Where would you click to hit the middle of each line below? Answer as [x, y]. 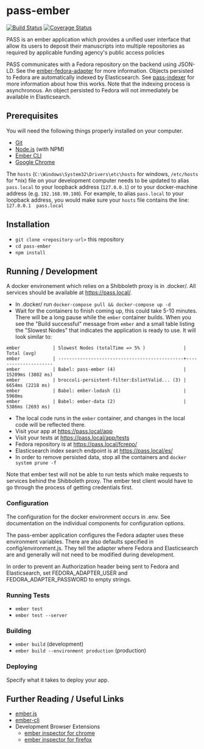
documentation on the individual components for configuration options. [96, 523]
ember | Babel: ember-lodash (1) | [97, 391]
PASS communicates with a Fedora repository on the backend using [92, 64]
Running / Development [52, 271]
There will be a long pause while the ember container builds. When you [103, 317]
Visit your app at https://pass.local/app [64, 431]
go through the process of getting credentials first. [70, 487]
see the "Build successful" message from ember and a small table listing [105, 324]
